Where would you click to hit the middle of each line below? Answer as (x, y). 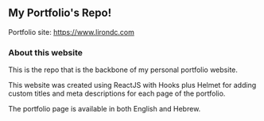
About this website (46, 52)
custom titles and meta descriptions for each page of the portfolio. (117, 93)
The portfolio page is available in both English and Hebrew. (105, 109)
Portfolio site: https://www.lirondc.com (72, 32)
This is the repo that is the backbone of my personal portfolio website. (123, 70)
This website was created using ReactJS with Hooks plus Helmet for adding (132, 85)
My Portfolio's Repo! (60, 13)
